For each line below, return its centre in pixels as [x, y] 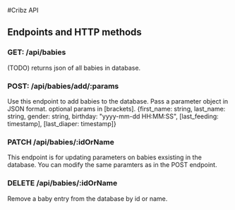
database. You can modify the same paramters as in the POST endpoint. [112, 165]
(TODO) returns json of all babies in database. [74, 68]
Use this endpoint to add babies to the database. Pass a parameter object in [118, 101]
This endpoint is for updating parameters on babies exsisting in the [105, 157]
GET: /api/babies [37, 52]
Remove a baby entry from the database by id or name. [88, 198]
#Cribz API [23, 10]
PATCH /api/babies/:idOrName [61, 142]
